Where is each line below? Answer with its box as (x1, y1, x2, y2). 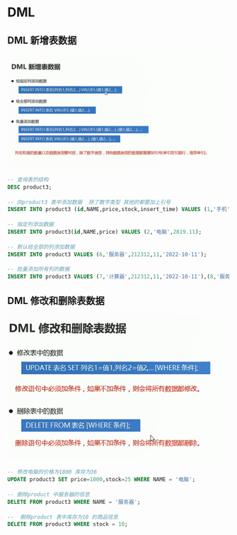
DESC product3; (7, 184, 52, 191)
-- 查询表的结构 (7, 176, 49, 183)
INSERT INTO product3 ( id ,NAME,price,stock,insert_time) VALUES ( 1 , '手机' (7, 206, 231, 213)
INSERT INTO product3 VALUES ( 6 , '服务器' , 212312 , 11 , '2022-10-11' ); (7, 251, 207, 258)
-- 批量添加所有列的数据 (7, 266, 70, 273)
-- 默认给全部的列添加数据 (7, 243, 76, 250)
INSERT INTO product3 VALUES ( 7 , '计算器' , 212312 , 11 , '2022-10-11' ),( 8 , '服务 (7, 274, 231, 281)
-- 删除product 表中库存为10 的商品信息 (7, 513, 119, 521)
